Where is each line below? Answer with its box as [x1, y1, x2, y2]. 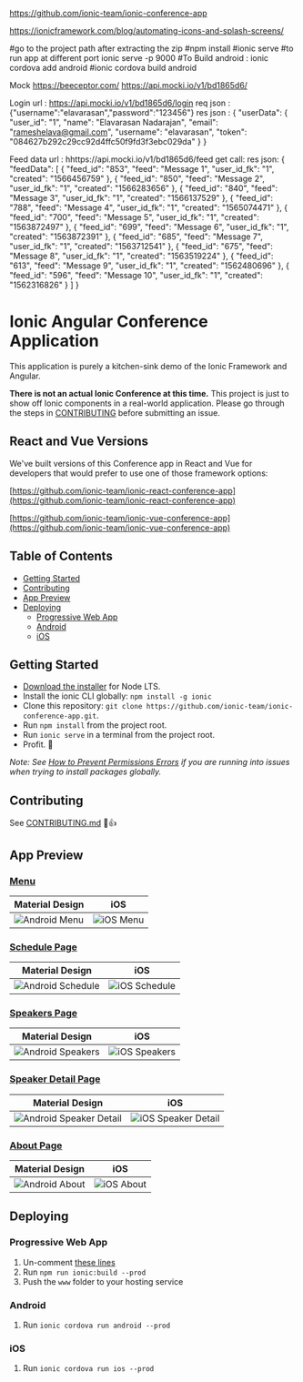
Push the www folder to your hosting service [22, 1276, 184, 1286]
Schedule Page [9, 941, 77, 953]
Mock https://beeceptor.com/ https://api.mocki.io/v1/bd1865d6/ [9, 80, 248, 90]
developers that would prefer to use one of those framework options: [9, 468, 268, 479]
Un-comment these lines [22, 1256, 116, 1267]
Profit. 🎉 [22, 739, 54, 750]
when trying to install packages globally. [9, 766, 162, 777]
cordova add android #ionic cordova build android [9, 63, 197, 73]
